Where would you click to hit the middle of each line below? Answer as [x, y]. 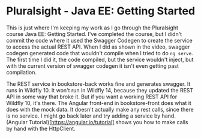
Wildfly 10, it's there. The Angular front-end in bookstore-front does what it [99, 103]
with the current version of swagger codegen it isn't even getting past [92, 66]
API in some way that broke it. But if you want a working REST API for [92, 97]
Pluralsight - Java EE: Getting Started [101, 11]
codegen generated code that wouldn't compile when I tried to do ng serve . [100, 53]
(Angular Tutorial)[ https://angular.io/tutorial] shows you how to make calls [97, 122]
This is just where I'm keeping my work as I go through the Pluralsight [92, 28]
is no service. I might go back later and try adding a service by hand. [91, 116]
